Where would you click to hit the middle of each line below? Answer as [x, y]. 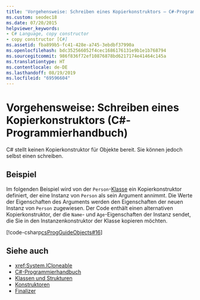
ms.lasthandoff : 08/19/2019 [41, 73]
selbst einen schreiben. [35, 156]
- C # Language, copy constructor [48, 34]
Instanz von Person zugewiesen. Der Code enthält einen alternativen [90, 208]
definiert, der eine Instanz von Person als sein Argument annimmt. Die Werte [99, 195]
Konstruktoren [32, 284]
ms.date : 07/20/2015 [32, 23]
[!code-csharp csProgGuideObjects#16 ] [54, 232]
